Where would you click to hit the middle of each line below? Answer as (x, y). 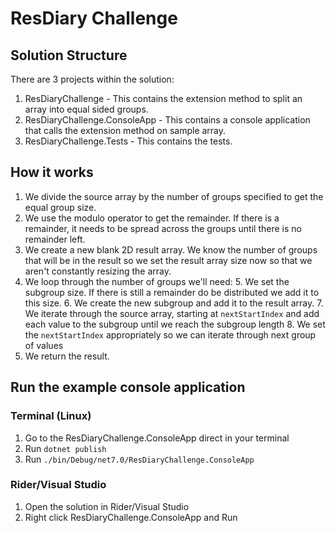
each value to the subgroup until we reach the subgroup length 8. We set (175, 324)
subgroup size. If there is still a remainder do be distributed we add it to (172, 292)
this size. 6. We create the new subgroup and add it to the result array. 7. (174, 303)
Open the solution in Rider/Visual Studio (107, 506)
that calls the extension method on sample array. (125, 130)
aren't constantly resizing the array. (98, 271)
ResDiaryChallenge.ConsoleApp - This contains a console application (167, 120)
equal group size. (60, 207)
